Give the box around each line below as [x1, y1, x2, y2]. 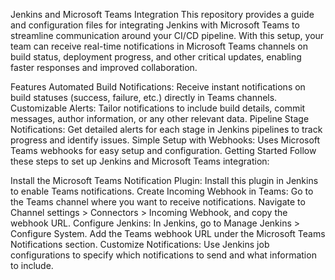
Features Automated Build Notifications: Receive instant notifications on [10, 81, 306, 93]
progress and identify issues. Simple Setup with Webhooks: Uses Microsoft [10, 134, 321, 146]
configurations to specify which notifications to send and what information [10, 249, 317, 261]
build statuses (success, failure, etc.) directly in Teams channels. [10, 92, 278, 103]
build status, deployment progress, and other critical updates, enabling [10, 51, 302, 63]
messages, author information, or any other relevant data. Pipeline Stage [10, 113, 310, 124]
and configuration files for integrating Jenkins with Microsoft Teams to [10, 19, 300, 31]
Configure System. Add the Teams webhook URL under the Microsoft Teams [10, 228, 326, 239]
